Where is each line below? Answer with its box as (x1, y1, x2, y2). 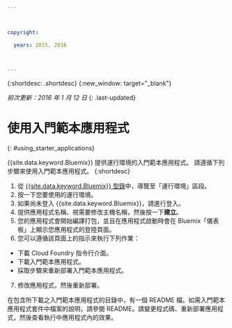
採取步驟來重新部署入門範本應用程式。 (17, 266, 127, 275)
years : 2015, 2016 (13, 41, 68, 49)
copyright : (7, 29, 39, 36)
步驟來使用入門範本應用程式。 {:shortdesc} (7, 167, 131, 175)
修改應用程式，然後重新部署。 (17, 281, 103, 290)
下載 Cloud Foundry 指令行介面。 (17, 249, 113, 258)
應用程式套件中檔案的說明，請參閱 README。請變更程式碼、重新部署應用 (7, 304, 218, 313)
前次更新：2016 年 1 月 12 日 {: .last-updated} (7, 93, 137, 102)
